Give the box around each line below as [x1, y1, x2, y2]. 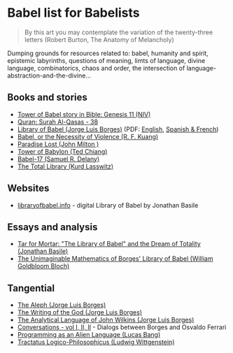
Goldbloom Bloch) [17, 262, 70, 271]
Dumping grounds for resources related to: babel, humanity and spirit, [7, 49, 209, 57]
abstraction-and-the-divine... [7, 71, 91, 80]
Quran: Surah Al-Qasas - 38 [17, 117, 99, 126]
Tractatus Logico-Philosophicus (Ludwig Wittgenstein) [17, 338, 175, 347]
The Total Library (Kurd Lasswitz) [17, 162, 114, 171]
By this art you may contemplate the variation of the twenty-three [24, 28, 213, 36]
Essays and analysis [7, 221, 98, 233]
